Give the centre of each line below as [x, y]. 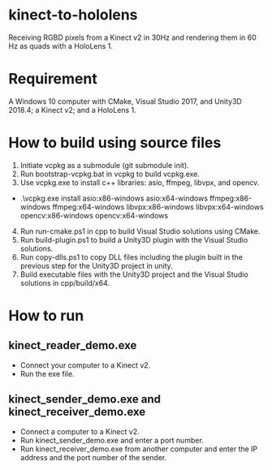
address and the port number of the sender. [93, 457]
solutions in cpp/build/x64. [65, 282]
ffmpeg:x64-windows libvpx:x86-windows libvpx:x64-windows [158, 207]
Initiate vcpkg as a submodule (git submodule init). [104, 165]
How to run [46, 316]
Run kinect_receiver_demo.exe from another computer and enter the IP [139, 449]
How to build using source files [115, 143]
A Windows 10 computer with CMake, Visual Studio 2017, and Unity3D [125, 101]
